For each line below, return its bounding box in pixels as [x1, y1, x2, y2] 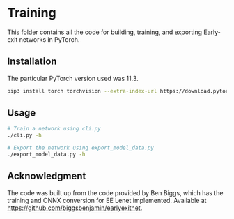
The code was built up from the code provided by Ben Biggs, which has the [7, 188, 224, 197]
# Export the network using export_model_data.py [7, 144, 155, 151]
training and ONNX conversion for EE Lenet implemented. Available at [7, 196, 207, 204]
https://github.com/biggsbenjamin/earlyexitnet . [7, 204, 143, 212]
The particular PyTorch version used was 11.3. [7, 74, 139, 82]
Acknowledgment [7, 170, 86, 182]
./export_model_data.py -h [7, 151, 86, 158]
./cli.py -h [7, 132, 42, 139]
